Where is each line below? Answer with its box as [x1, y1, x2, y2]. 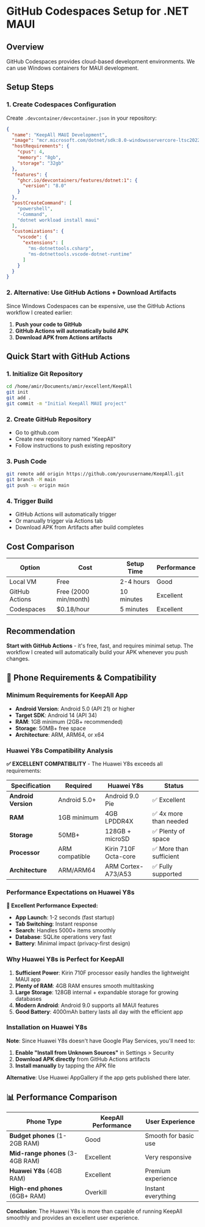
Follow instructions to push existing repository [15, 442, 131, 449]
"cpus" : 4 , [17, 149, 45, 155]
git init [6, 389, 29, 396]
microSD [104, 835, 130, 843]
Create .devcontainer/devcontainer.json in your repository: [6, 114, 157, 122]
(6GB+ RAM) [9, 1192, 46, 1200]
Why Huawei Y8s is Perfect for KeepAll [6, 955, 124, 964]
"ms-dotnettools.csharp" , [28, 246, 95, 252]
